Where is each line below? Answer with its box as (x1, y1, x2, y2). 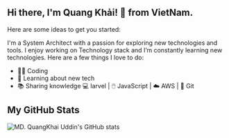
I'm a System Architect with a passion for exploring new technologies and (7, 39, 218, 47)
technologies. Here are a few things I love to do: (7, 53, 144, 61)
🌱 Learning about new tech (17, 74, 95, 82)
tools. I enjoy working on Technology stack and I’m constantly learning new (7, 46, 223, 54)
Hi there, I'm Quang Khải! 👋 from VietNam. (7, 7, 193, 19)
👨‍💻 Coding (17, 66, 49, 75)
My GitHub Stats (7, 104, 80, 116)
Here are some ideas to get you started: (7, 25, 121, 33)
